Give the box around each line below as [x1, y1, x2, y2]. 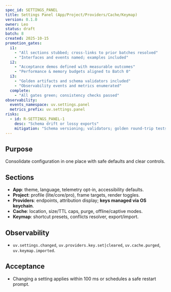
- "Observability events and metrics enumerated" [14, 83, 122, 88]
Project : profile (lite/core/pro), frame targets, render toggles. [12, 192, 140, 198]
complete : [10, 88, 31, 93]
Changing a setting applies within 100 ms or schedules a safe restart [12, 276, 156, 282]
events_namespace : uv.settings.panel [10, 102, 90, 108]
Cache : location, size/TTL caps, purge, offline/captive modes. [12, 208, 143, 215]
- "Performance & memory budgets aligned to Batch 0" [14, 69, 131, 74]
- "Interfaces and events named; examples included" [14, 55, 129, 60]
